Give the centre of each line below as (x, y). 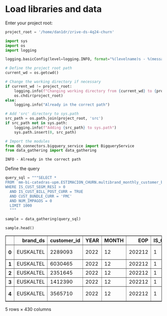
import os (15, 46)
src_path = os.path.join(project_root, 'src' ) (54, 118)
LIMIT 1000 (21, 205)
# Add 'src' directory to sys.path (42, 114)
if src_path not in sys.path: (37, 123)
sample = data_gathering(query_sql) (43, 219)
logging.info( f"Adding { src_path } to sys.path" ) (65, 128)
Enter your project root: (29, 23)
